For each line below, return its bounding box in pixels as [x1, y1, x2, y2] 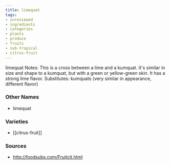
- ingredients [5, 22, 36, 27]
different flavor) [5, 80, 38, 87]
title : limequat [5, 7, 40, 13]
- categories [5, 27, 33, 32]
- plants [5, 31, 24, 36]
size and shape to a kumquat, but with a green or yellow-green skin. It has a [5, 70, 165, 76]
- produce [5, 36, 27, 42]
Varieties [5, 118, 28, 125]
